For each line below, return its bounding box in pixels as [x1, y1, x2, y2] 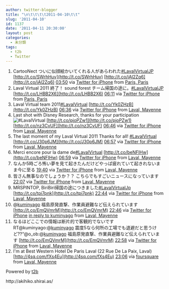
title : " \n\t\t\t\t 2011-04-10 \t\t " [6, 12, 80, 17]
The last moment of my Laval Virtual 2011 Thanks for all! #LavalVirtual [13, 133, 157, 139]
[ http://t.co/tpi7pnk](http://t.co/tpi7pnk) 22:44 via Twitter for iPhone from [13, 190, 164, 196]
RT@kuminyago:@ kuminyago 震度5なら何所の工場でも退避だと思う [13, 225, 152, 231]
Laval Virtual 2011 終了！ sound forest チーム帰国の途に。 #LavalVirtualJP [13, 85, 164, 91]
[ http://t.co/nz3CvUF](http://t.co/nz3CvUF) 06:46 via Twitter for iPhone [13, 123, 161, 129]
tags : [6, 45, 17, 50]
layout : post [6, 31, 33, 36]
